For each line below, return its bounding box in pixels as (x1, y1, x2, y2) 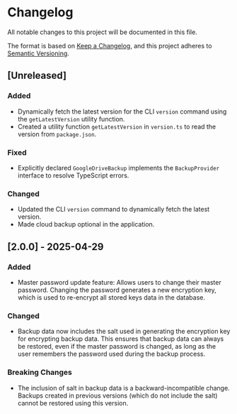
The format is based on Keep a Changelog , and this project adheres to (7, 41, 212, 50)
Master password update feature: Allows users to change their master (17, 278, 221, 286)
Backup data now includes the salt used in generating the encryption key (17, 327, 231, 336)
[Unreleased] (7, 70, 67, 82)
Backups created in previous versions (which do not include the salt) (17, 391, 218, 400)
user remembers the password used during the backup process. (17, 349, 206, 359)
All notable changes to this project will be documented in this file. (7, 28, 198, 36)
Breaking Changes (7, 367, 73, 377)
